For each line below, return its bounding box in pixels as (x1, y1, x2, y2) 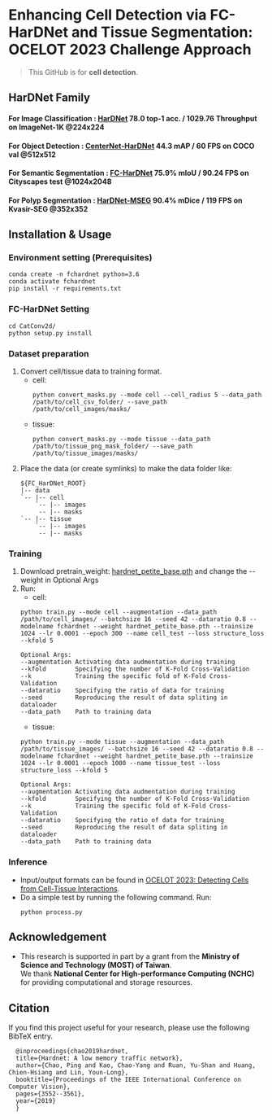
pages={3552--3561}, (15, 1090, 85, 1098)
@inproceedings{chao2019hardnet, (15, 1048, 129, 1056)
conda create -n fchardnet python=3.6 (8, 270, 140, 278)
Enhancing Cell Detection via (8, 6, 207, 24)
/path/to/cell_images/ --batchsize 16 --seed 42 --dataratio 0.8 (19, 615, 246, 623)
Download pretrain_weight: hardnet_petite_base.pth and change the (19, 567, 248, 576)
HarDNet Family (8, 91, 91, 105)
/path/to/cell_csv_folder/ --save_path (32, 397, 168, 406)
